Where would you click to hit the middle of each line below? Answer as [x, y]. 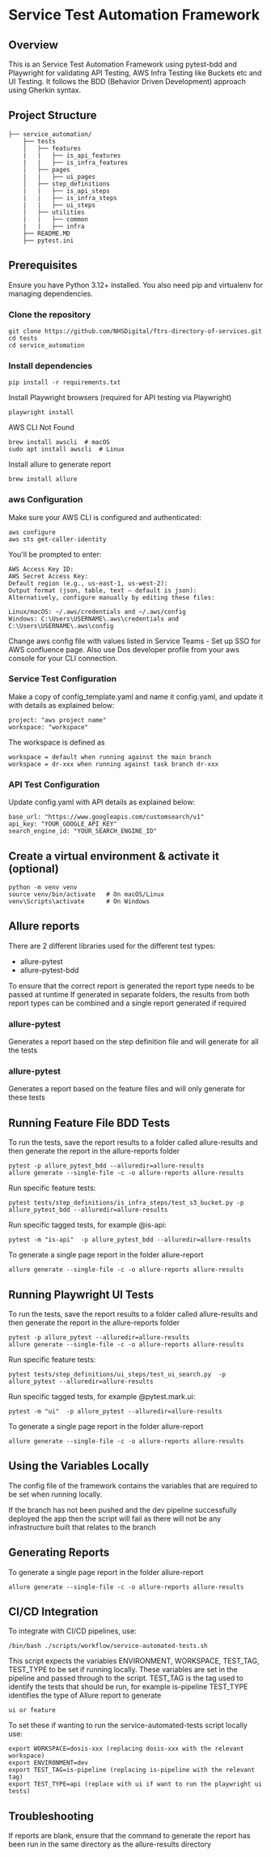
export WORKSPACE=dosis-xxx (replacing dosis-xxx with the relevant [126, 1749]
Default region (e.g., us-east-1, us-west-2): [88, 583]
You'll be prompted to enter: [55, 554]
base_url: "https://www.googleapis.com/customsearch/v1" [106, 817]
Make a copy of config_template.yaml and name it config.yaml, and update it [136, 696]
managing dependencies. [51, 293]
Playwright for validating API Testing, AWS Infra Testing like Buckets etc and [135, 73]
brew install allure [43, 480]
